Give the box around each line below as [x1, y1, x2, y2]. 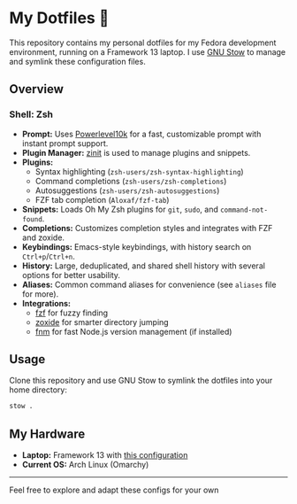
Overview [9, 81, 65, 97]
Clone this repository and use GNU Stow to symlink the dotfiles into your [9, 376, 273, 386]
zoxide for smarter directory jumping [34, 316, 170, 327]
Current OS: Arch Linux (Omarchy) [21, 460, 149, 470]
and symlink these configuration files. [9, 56, 146, 66]
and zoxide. [21, 232, 65, 243]
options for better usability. [21, 269, 121, 280]
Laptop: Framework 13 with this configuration [21, 450, 188, 461]
